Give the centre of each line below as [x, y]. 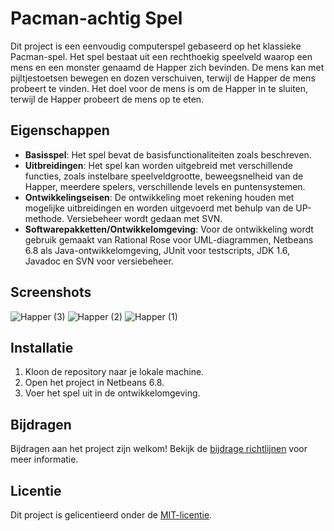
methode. [44, 218]
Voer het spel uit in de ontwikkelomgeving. [112, 393]
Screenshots [51, 292]
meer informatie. [44, 459]
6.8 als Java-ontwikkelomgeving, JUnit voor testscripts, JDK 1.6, [157, 250]
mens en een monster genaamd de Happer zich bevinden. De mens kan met [167, 67]
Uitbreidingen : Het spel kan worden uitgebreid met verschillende [158, 165]
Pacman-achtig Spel [96, 18]
